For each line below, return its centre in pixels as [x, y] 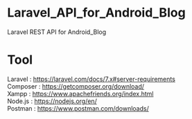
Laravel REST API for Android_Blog [57, 32]
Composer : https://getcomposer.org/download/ [76, 86]
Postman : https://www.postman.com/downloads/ [78, 108]
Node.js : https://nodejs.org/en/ [52, 101]
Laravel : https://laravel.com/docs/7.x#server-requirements [91, 79]
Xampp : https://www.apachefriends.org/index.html [80, 93]
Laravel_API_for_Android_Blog [96, 13]
